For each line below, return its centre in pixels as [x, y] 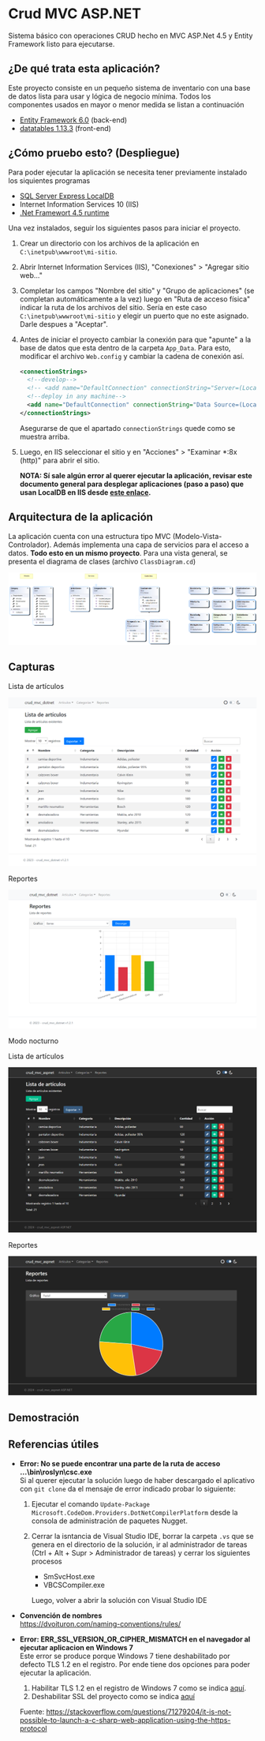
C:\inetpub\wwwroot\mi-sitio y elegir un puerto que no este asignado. [134, 316]
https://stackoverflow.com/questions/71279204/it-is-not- [139, 1711]
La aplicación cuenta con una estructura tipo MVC [90, 536]
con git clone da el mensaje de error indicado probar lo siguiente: [128, 1488]
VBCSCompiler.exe [74, 1585]
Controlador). [30, 545]
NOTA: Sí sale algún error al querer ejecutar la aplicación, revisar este [136, 475]
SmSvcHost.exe [69, 1576]
